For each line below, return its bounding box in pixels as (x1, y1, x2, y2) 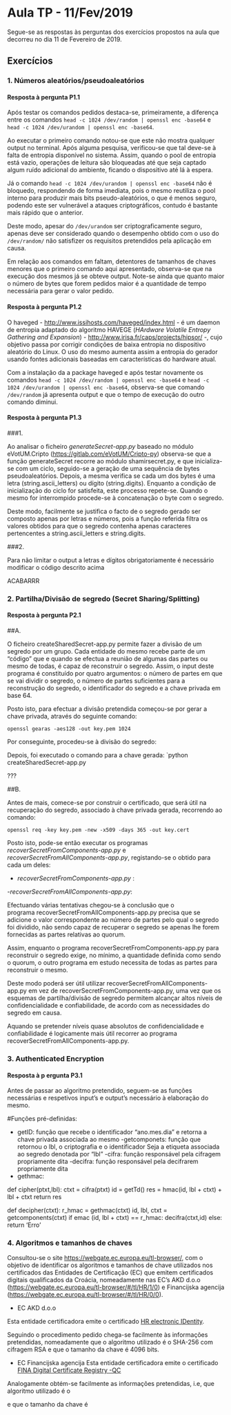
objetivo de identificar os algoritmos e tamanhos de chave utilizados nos (7, 1261, 213, 1270)
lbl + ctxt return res (7, 1193, 62, 1201)
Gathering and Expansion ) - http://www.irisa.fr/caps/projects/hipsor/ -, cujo (7, 333, 223, 341)
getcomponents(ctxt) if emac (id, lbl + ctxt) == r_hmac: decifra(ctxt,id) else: (7, 1214, 223, 1222)
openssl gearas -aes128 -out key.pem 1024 (7, 725, 131, 732)
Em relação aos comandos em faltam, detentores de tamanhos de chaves (7, 257, 216, 266)
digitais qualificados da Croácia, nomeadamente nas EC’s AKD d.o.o (7, 1276, 201, 1284)
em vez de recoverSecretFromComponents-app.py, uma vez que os (28, 986, 221, 995)
